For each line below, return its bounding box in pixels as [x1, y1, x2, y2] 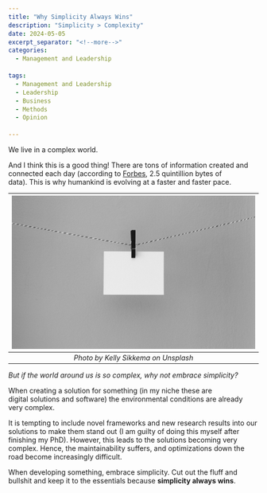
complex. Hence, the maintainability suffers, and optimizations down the [8, 444, 245, 453]
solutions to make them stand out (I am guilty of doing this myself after [8, 427, 240, 436]
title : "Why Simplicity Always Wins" [8, 13, 133, 21]
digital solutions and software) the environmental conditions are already [8, 394, 243, 404]
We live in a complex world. [8, 145, 99, 155]
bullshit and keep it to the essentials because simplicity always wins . [8, 476, 236, 486]
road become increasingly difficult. [8, 452, 122, 462]
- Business [15, 96, 52, 105]
